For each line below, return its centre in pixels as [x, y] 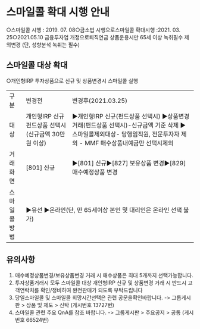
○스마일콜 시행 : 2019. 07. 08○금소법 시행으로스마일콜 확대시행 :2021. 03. [93, 30]
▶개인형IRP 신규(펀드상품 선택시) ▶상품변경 [131, 116]
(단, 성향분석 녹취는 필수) [51, 45]
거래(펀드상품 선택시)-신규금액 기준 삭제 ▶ [129, 125]
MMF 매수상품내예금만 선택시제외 [129, 143]
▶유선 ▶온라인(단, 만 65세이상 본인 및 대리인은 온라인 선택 [104, 210]
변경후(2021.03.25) [100, 101]
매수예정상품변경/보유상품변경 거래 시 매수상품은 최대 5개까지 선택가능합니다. [104, 275]
